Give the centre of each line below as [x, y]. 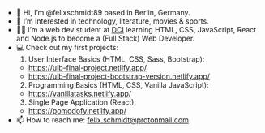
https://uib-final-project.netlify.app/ [88, 68]
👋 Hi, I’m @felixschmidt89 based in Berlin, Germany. [103, 13]
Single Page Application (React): [82, 102]
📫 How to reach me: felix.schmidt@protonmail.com [102, 120]
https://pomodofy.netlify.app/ [77, 111]
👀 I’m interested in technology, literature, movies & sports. [112, 21]
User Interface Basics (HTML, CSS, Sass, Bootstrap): [116, 59]
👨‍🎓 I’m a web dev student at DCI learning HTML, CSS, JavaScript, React [136, 30]
